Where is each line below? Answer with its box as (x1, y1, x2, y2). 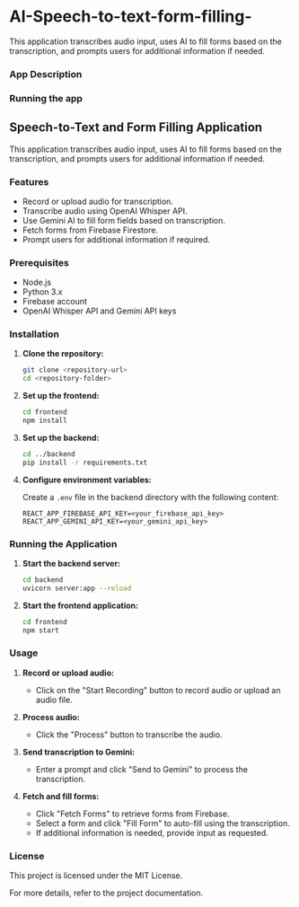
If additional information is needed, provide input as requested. (35, 827, 268, 838)
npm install (22, 416, 67, 426)
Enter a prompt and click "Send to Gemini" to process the (35, 763, 249, 774)
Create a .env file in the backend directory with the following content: (22, 491, 279, 502)
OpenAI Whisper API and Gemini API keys (22, 305, 177, 316)
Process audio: (22, 711, 81, 722)
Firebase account (22, 296, 88, 307)
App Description (9, 67, 83, 80)
